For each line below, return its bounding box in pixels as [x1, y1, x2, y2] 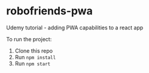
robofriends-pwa [6, 4, 93, 18]
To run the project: [6, 35, 52, 42]
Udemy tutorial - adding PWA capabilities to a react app [6, 24, 144, 31]
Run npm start [14, 60, 51, 67]
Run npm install [14, 53, 56, 60]
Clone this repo [14, 47, 53, 54]
